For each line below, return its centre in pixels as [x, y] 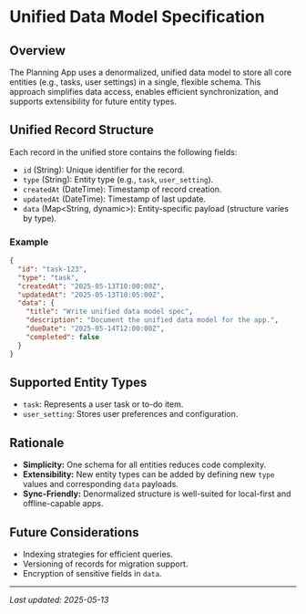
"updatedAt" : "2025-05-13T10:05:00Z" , [92, 295]
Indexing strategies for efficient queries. [97, 555]
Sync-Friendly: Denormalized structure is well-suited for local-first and [157, 494]
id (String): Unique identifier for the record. [103, 170]
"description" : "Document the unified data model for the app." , [153, 320]
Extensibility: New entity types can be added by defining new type [148, 474]
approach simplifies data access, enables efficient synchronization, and [144, 92]
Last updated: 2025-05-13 [59, 600]
